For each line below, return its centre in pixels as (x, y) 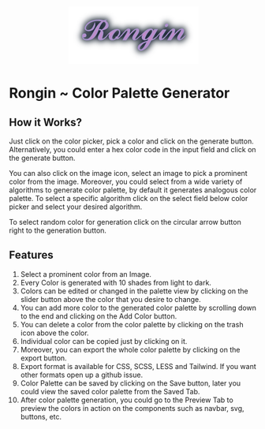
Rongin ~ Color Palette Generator (119, 93)
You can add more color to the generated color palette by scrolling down (138, 308)
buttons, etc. (41, 416)
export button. (43, 358)
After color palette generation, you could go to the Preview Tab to (127, 400)
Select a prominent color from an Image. (86, 274)
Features (31, 255)
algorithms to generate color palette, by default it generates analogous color (133, 190)
